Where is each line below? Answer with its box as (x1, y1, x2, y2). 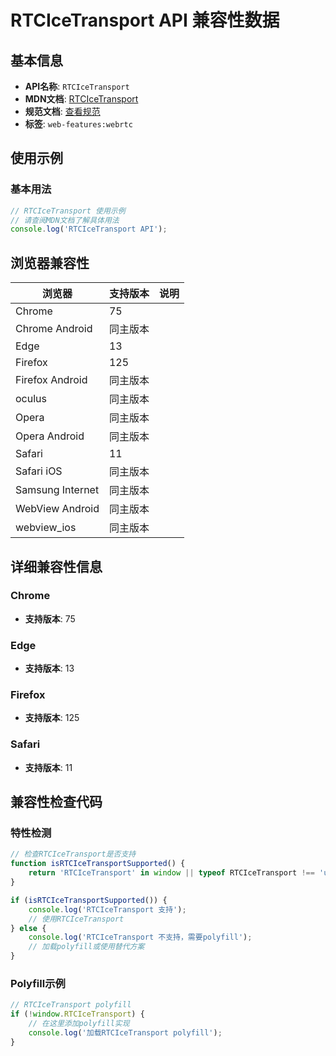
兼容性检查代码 (10, 794, 103, 811)
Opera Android (15, 429, 85, 443)
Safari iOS (15, 464, 63, 478)
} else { (10, 923, 47, 933)
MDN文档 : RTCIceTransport (24, 93, 139, 105)
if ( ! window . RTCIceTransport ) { (10, 1009, 145, 1020)
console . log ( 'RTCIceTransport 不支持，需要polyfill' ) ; (28, 932, 253, 943)
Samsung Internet (15, 483, 100, 497)
